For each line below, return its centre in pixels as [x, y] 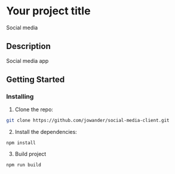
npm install [21, 143]
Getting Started [36, 80]
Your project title [48, 11]
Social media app [27, 60]
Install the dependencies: [46, 132]
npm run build [24, 165]
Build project [30, 154]
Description [28, 46]
